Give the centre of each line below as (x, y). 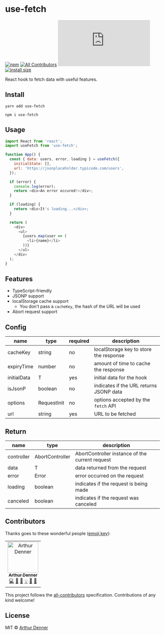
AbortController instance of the (111, 454)
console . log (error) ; (35, 186)
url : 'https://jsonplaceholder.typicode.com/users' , (69, 168)
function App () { (23, 155)
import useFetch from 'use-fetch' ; (41, 146)
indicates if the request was (107, 498)
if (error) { (23, 182)
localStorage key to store (123, 349)
